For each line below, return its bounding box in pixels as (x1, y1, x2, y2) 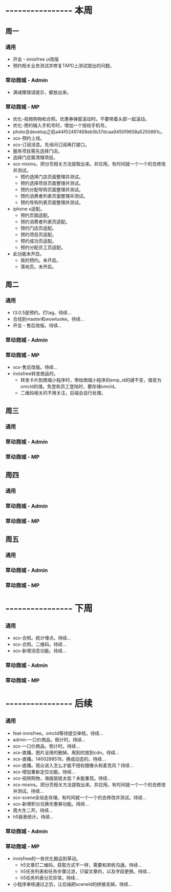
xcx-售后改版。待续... (12, 364, 58, 370)
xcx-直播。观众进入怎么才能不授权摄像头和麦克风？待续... (12, 762, 134, 768)
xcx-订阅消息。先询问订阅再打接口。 (12, 142, 90, 148)
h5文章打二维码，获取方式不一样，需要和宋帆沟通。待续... (20, 862, 142, 868)
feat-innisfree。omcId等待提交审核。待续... (12, 730, 103, 736)
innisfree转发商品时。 (12, 370, 59, 377)
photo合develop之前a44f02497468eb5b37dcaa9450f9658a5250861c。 (12, 129, 165, 135)
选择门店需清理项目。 (12, 155, 58, 161)
